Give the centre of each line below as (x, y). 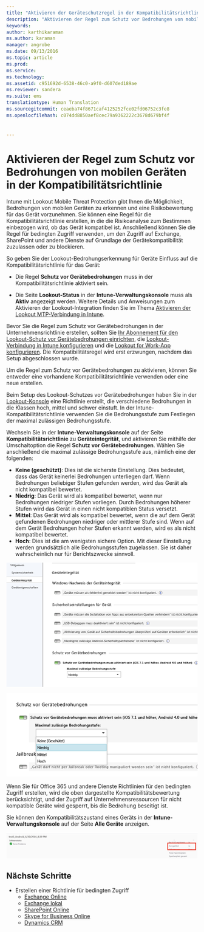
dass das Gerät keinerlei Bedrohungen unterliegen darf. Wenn (92, 476)
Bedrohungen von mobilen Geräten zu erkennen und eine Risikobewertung (100, 208)
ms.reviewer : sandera (34, 90)
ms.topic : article (29, 58)
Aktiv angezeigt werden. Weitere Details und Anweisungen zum (95, 301)
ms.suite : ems (24, 96)
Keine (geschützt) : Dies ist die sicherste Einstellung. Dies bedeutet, (100, 470)
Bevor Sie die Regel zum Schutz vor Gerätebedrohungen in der (85, 326)
